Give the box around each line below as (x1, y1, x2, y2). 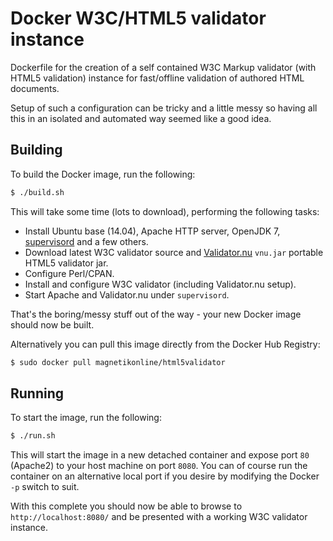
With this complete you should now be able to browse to (10, 500, 243, 512)
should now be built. (10, 318, 95, 331)
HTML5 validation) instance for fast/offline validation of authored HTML (10, 72, 305, 84)
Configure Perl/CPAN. (24, 267, 115, 279)
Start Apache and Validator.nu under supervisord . (24, 288, 230, 301)
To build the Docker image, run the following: (10, 168, 196, 180)
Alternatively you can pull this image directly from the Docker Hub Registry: (10, 338, 321, 350)
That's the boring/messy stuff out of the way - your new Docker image (10, 308, 302, 320)
